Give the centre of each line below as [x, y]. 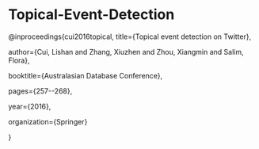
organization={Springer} [48, 121]
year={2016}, [30, 106]
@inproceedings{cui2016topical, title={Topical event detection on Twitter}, [130, 36]
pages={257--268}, [40, 91]
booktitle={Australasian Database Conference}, [86, 75]
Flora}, [19, 60]
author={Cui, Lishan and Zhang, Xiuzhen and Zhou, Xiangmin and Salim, [126, 52]
